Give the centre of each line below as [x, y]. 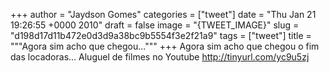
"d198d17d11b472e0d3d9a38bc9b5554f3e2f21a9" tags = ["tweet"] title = [161, 35]
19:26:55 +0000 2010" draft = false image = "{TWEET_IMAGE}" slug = [155, 25]
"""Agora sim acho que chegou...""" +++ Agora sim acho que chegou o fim [165, 46]
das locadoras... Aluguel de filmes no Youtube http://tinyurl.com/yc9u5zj [160, 57]
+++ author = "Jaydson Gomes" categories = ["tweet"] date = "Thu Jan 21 [163, 14]
